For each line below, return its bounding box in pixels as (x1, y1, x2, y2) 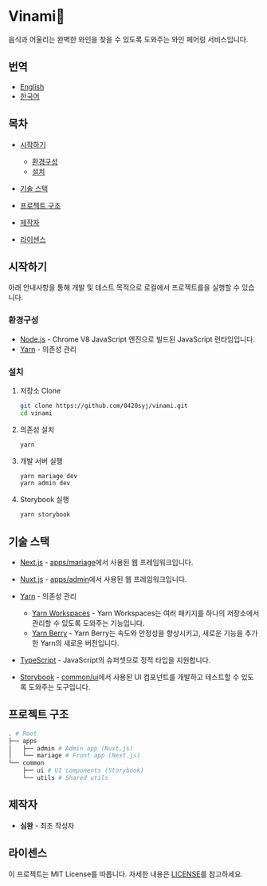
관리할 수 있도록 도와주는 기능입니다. (31, 619, 145, 628)
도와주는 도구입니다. (28, 682, 91, 692)
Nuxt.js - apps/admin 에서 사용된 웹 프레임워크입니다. (19, 575, 187, 584)
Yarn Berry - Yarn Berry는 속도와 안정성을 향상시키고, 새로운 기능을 (31, 628, 243, 638)
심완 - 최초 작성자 (19, 821, 75, 830)
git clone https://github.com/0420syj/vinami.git (19, 401, 189, 409)
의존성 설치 (19, 425, 55, 434)
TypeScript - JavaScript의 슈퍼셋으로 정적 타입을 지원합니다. (19, 655, 211, 665)
